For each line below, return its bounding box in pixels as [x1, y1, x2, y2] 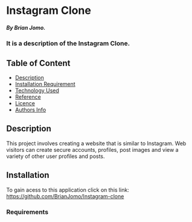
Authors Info [14, 106, 46, 113]
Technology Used [14, 87, 59, 94]
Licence [14, 99, 35, 106]
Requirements [6, 207, 49, 216]
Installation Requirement [14, 80, 75, 88]
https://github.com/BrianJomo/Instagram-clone [6, 192, 124, 200]
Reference [14, 93, 41, 100]
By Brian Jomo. [6, 24, 46, 31]
